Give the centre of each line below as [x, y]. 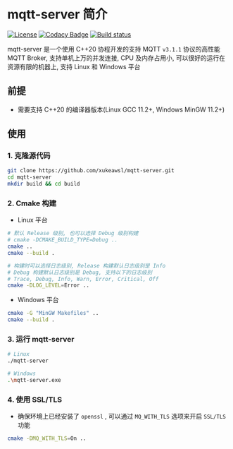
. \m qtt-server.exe [34, 381]
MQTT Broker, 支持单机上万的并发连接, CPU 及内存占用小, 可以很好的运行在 [116, 58]
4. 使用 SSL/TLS [34, 400]
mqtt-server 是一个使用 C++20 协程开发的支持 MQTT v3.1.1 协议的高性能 [114, 49]
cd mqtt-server [30, 177]
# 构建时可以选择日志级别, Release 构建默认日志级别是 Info [87, 265]
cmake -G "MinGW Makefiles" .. [53, 313]
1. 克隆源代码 [29, 156]
